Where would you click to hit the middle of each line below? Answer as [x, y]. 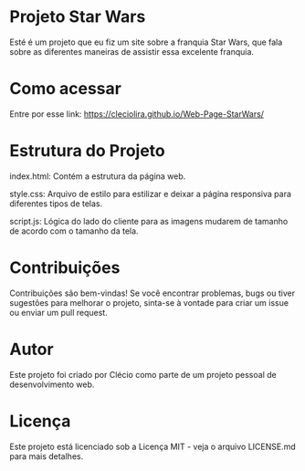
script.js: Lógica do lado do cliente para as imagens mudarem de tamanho [149, 221]
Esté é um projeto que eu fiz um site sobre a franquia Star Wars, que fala [146, 42]
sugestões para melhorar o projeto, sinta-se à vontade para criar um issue [149, 302]
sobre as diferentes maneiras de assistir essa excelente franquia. [131, 51]
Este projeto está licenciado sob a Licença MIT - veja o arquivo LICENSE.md [153, 446]
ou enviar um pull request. [58, 312]
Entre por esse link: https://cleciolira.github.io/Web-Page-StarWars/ [137, 114]
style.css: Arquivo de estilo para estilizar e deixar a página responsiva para [151, 194]
